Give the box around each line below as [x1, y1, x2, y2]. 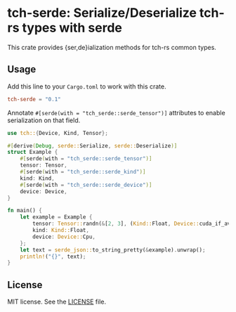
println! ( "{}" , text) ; [20, 253, 86, 260]
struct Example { [7, 149, 58, 156]
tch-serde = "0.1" [7, 96, 61, 103]
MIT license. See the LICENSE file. [7, 297, 107, 306]
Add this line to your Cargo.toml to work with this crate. [7, 82, 166, 91]
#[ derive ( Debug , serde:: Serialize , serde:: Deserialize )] [7, 142, 178, 149]
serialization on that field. [7, 116, 81, 124]
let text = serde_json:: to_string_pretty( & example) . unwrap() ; [20, 246, 206, 254]
